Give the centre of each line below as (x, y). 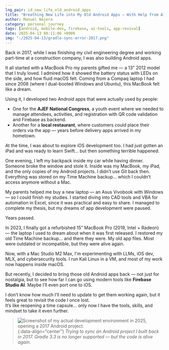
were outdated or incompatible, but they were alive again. (65, 244)
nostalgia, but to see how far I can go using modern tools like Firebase (78, 279)
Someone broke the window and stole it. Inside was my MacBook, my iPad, (83, 166)
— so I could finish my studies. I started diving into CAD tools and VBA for (82, 197)
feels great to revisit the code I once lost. (48, 300)
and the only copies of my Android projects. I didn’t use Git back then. (78, 171)
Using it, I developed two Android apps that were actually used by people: (82, 99)
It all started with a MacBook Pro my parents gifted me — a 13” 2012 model (82, 68)
